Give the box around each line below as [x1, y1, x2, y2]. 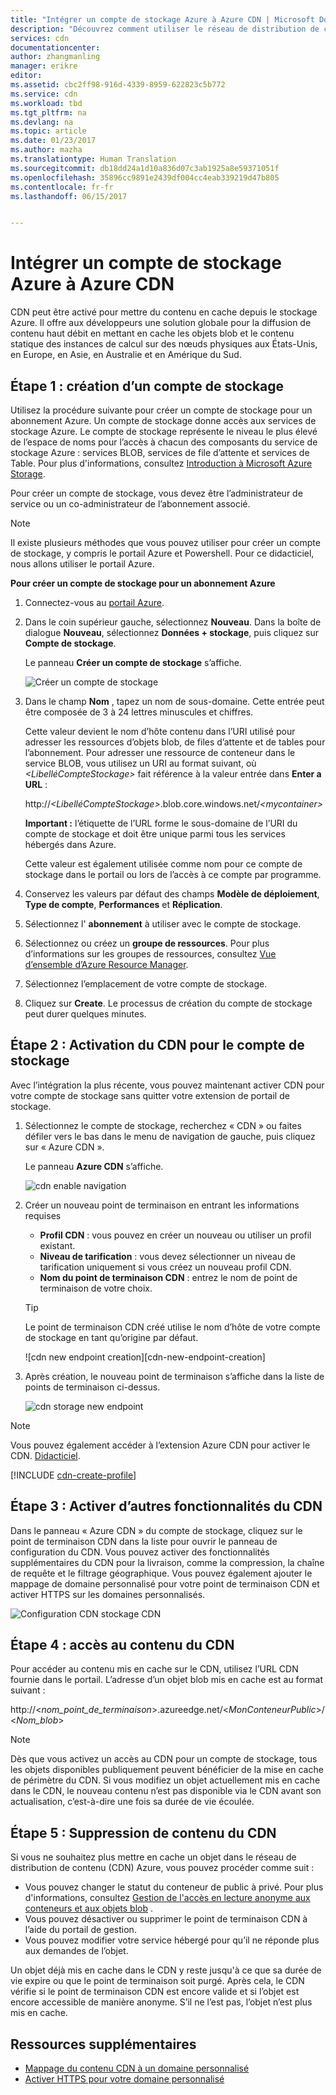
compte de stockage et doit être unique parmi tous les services [24, 828, 286, 840]
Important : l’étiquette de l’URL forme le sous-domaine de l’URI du [24, 817, 298, 829]
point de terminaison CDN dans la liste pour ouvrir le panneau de [10, 1535, 278, 1547]
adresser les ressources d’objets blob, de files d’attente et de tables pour [24, 736, 326, 748]
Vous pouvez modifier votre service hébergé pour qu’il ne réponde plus [24, 1934, 320, 1946]
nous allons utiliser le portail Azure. [10, 558, 155, 570]
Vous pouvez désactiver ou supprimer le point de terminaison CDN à [24, 1913, 308, 1925]
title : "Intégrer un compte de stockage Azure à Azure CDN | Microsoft [10, 14, 315, 25]
